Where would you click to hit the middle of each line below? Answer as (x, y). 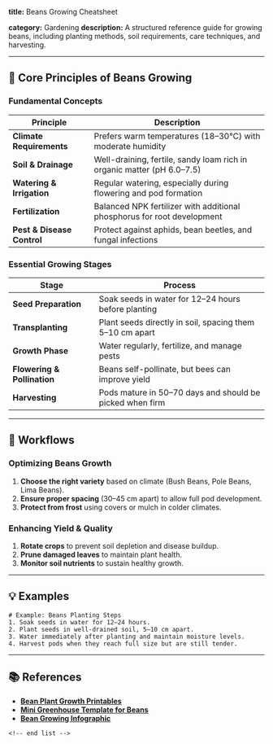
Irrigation (31, 193)
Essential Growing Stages (60, 264)
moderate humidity (130, 146)
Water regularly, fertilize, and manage (170, 345)
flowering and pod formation (148, 193)
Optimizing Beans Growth (60, 463)
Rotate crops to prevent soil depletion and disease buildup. (119, 545)
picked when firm (132, 402)
